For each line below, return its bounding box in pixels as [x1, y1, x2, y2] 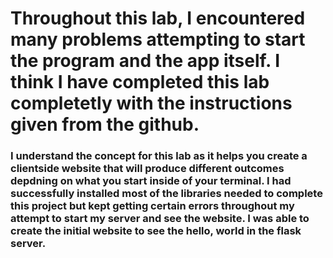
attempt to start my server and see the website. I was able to [10, 212, 310, 226]
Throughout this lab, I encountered [10, 7, 306, 30]
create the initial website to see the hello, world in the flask [10, 224, 302, 238]
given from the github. [10, 113, 200, 136]
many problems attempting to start [10, 28, 306, 51]
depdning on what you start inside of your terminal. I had [10, 174, 292, 188]
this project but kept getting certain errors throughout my [10, 199, 295, 213]
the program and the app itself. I [10, 50, 281, 72]
